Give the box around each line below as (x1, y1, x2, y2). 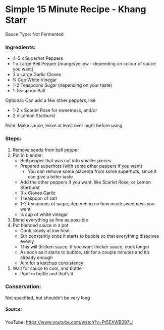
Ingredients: (5, 44, 36, 51)
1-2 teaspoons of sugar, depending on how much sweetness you (20, 200, 155, 206)
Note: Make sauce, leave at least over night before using (5, 123, 123, 129)
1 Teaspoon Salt (12, 88, 46, 94)
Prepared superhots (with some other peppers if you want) (20, 163, 143, 169)
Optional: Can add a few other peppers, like (5, 97, 96, 103)
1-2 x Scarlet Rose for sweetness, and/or (12, 107, 97, 114)
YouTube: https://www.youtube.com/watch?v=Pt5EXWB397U (5, 319, 133, 325)
